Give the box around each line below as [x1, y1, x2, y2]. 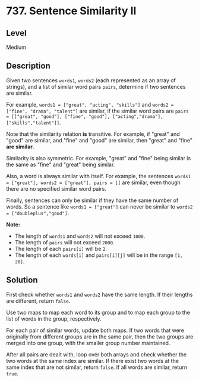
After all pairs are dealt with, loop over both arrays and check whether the [6, 350, 187, 358]
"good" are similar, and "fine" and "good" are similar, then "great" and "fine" [6, 136, 193, 144]
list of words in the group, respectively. [6, 315, 102, 322]
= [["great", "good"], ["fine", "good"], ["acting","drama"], [6, 113, 163, 120]
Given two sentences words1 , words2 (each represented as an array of [6, 76, 176, 84]
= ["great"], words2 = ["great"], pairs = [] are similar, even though [6, 179, 181, 186]
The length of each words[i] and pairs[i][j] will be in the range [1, [14, 251, 183, 259]
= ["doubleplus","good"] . [6, 209, 70, 216]
